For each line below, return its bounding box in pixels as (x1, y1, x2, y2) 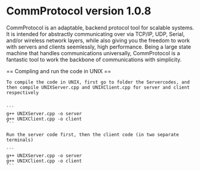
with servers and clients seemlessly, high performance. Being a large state (6, 43, 192, 50)
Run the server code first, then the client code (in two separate (6, 131, 180, 137)
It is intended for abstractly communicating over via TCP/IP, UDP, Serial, (6, 30, 185, 37)
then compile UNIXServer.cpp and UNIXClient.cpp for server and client (6, 84, 190, 91)
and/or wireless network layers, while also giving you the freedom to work (6, 37, 190, 44)
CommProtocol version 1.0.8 (6, 4, 152, 18)
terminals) (6, 137, 34, 143)
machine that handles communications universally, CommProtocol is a (6, 49, 181, 56)
